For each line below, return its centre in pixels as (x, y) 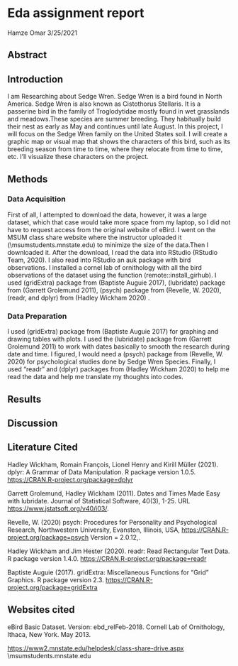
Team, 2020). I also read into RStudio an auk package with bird (99, 260)
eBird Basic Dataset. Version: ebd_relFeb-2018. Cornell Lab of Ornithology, (116, 627)
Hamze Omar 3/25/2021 (42, 33)
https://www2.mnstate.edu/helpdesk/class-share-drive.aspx (96, 648)
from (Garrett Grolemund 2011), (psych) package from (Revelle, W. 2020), (114, 290)
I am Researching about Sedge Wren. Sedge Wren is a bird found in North (115, 97)
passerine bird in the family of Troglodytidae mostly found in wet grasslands (118, 111)
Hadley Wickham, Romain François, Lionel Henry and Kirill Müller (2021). (113, 464)
